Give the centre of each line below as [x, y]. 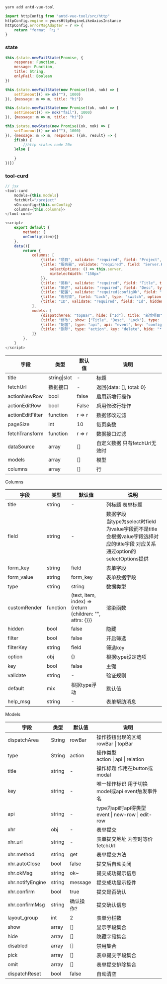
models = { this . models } [36, 195]
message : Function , [34, 67]
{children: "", [86, 614]
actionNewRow [25, 396]
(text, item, [83, 595]
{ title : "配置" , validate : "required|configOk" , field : [99, 292]
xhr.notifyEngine [27, 882]
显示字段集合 [112, 927]
